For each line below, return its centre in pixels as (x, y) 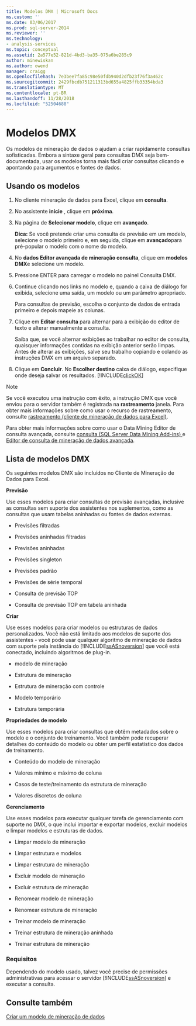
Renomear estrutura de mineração (56, 910)
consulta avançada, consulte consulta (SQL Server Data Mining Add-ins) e (96, 434)
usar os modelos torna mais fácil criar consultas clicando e (113, 161)
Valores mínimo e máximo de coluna (58, 773)
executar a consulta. (31, 984)
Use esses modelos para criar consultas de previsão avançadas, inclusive (95, 502)
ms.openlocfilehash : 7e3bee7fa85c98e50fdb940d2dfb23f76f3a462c (85, 77)
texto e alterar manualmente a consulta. (62, 328)
